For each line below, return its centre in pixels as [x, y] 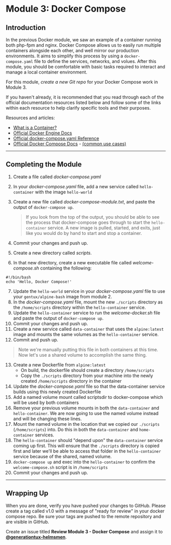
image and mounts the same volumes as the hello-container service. [86, 334]
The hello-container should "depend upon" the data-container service [88, 440]
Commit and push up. [36, 339]
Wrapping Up [27, 493]
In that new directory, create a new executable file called [72, 262]
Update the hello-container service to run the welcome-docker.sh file [87, 313]
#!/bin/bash [18, 277]
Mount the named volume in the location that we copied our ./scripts [86, 424]
